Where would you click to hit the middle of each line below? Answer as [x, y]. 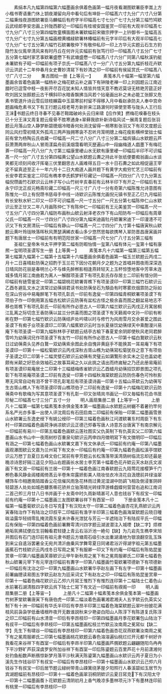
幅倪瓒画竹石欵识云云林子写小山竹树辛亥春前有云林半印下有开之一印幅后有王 [83, 182]
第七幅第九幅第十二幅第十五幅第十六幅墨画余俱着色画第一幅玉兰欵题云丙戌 [81, 257]
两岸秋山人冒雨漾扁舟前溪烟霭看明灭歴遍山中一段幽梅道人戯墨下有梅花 [90, 144]
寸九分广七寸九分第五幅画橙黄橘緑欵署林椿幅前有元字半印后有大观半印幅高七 [83, 38]
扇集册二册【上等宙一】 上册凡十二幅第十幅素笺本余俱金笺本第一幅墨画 [82, 593]
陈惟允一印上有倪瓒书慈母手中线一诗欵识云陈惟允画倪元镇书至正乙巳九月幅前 [83, 194]
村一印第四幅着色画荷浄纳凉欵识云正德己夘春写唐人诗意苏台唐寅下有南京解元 [83, 425]
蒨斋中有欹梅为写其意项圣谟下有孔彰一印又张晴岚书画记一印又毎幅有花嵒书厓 [83, 394]
